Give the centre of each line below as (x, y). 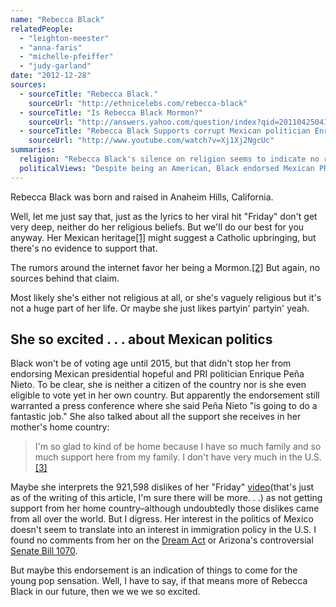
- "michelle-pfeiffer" (66, 57)
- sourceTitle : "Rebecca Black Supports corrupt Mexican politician (165, 131)
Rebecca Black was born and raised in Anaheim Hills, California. (142, 197)
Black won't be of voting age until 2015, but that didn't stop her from (151, 363)
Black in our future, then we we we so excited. (105, 592)
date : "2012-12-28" (51, 76)
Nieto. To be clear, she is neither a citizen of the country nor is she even (158, 385)
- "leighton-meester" (64, 38)
